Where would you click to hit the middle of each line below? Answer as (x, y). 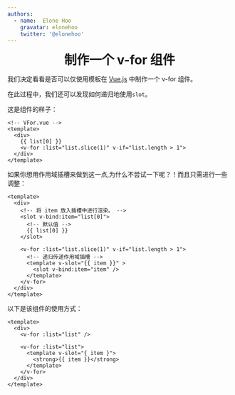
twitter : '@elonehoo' (52, 34)
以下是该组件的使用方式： (45, 309)
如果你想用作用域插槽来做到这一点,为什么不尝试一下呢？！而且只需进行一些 (117, 175)
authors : (20, 14)
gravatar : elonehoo (49, 27)
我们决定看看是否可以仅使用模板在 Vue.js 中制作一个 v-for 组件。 (102, 79)
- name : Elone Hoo (43, 21)
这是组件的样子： (32, 109)
